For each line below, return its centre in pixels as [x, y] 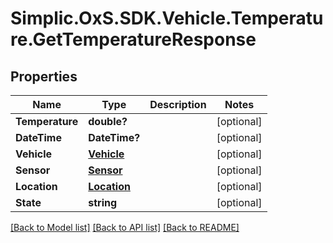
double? [108, 121]
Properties [44, 76]
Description [178, 104]
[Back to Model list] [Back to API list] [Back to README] [125, 227]
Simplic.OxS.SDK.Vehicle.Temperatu [167, 18]
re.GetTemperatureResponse [133, 39]
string [103, 202]
